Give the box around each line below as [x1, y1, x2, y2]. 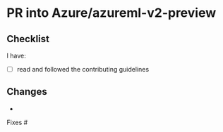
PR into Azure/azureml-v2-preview [6, 5, 217, 21]
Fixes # [6, 118, 28, 126]
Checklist [6, 33, 50, 45]
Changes [6, 86, 47, 98]
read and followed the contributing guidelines [16, 65, 150, 73]
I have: [6, 51, 26, 60]
